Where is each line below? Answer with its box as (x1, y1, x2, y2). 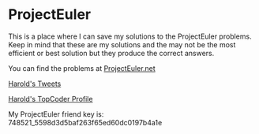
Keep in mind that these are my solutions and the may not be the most (8, 39, 236, 49)
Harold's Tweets (8, 79, 62, 88)
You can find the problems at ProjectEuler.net (8, 63, 156, 73)
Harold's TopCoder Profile (8, 94, 93, 103)
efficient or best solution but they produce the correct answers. (8, 48, 215, 58)
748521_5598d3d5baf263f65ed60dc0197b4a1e (8, 117, 163, 127)
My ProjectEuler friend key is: (8, 109, 104, 119)
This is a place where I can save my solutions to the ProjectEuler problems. (8, 32, 252, 41)
